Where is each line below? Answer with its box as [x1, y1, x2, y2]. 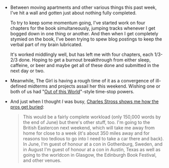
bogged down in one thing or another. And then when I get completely [10, 31, 159, 36]
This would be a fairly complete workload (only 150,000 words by [23, 114, 161, 120]
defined [10, 83, 27, 89]
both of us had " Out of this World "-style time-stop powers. [10, 89, 135, 94]
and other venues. [23, 157, 61, 163]
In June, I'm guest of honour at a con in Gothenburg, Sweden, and [23, 141, 163, 147]
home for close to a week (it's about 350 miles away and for [23, 130, 150, 136]
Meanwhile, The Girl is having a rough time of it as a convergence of [10, 78, 155, 83]
